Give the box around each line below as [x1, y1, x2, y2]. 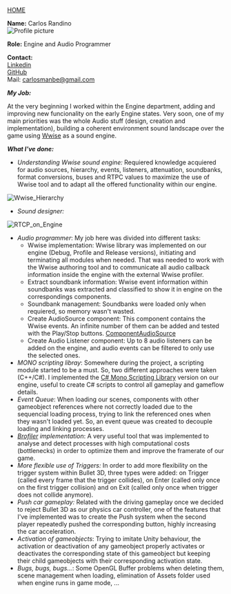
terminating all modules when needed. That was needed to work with [27, 256, 224, 264]
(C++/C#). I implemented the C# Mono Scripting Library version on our [17, 373, 219, 381]
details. [17, 388, 39, 396]
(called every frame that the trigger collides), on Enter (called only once [17, 476, 221, 484]
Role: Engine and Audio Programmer [7, 40, 112, 48]
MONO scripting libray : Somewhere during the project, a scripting [17, 358, 205, 367]
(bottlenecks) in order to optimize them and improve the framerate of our [17, 447, 224, 454]
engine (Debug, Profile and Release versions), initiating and [27, 249, 197, 256]
